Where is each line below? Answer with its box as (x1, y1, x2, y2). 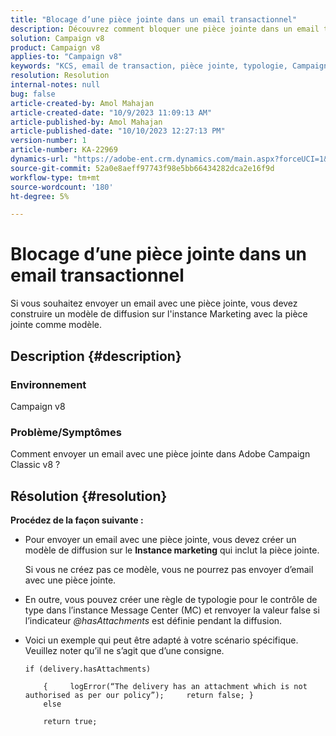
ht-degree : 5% (10, 191, 70, 201)
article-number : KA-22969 (10, 145, 118, 155)
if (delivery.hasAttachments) (24, 664, 152, 674)
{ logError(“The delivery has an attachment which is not (43, 681, 308, 691)
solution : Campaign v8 (10, 33, 105, 43)
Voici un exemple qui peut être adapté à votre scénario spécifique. (24, 634, 299, 646)
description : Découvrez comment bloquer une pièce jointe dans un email (10, 24, 320, 34)
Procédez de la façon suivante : (10, 514, 144, 526)
